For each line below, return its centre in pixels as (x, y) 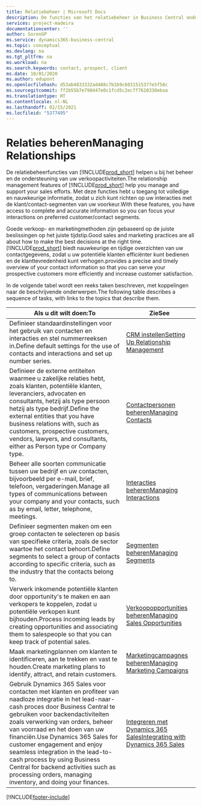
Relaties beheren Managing (75, 143)
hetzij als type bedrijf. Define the (54, 409)
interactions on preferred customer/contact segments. (74, 217)
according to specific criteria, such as (63, 564)
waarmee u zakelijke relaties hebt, (57, 379)
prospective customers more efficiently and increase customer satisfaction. (100, 274)
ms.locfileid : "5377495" (37, 113)
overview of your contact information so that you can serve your (86, 267)
